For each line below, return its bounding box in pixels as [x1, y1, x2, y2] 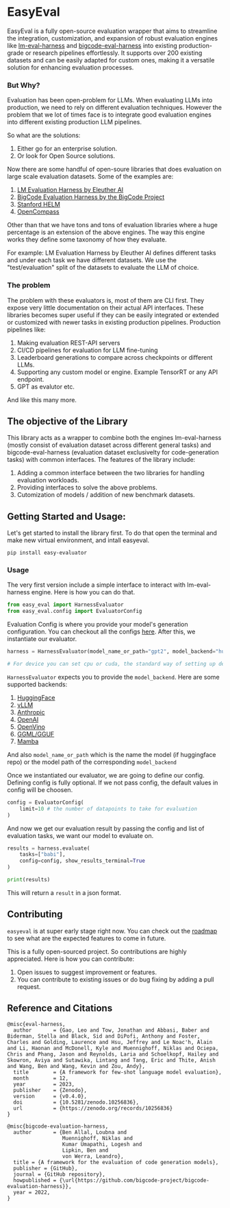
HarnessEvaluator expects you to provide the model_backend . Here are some [7, 673, 220, 681]
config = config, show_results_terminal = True [19, 857, 146, 865]
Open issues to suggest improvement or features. [16, 968, 157, 976]
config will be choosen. [7, 785, 73, 793]
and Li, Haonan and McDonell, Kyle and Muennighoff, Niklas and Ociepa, [7, 1045, 219, 1052]
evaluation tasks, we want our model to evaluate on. [7, 831, 154, 839]
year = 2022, [13, 1189, 51, 1196]
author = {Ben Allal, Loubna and [13, 1128, 127, 1136]
